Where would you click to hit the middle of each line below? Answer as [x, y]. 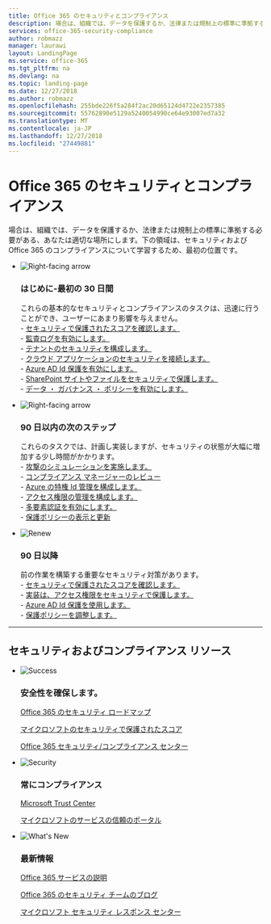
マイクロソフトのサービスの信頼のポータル [91, 820]
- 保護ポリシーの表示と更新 [65, 517]
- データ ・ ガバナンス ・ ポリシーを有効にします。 [104, 388]
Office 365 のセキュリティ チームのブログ [89, 895]
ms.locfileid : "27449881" [52, 143]
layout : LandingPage [43, 53]
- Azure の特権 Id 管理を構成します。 [81, 487]
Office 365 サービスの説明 [63, 878]
